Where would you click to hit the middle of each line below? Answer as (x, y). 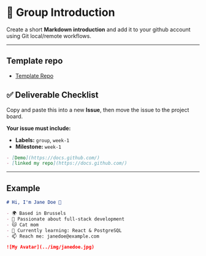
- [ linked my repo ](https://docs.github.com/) (67, 164)
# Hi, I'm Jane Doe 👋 (34, 202)
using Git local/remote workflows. (49, 36)
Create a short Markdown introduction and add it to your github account (99, 29)
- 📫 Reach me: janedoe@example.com (53, 236)
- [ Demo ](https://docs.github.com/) (53, 158)
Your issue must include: (39, 128)
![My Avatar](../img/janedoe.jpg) (51, 247)
